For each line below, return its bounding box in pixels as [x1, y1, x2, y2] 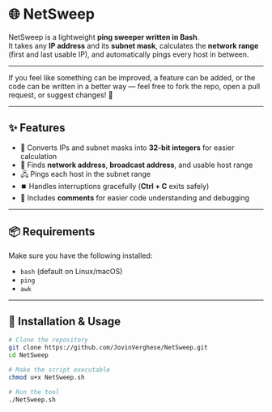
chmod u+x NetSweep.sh [8, 373, 85, 381]
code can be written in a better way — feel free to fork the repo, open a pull [8, 81, 261, 91]
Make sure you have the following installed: [8, 251, 153, 260]
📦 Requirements [8, 225, 96, 239]
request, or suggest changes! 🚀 [8, 90, 113, 100]
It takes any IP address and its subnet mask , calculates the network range [8, 41, 259, 50]
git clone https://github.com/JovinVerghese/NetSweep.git [8, 344, 208, 352]
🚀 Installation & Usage [8, 314, 121, 328]
